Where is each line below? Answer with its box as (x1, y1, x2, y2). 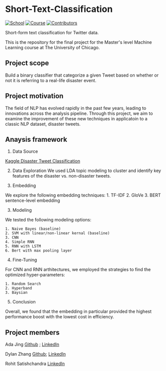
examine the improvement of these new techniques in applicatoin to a (5, 115, 148, 121)
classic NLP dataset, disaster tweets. (5, 121, 81, 127)
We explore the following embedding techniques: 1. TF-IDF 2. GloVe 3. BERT (5, 192, 161, 198)
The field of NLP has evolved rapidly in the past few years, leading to (5, 105, 147, 111)
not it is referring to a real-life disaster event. (5, 77, 97, 83)
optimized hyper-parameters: (5, 272, 66, 278)
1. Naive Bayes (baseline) (5, 226, 61, 232)
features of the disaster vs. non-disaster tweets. (12, 173, 111, 179)
